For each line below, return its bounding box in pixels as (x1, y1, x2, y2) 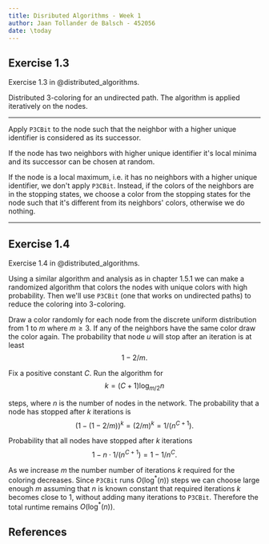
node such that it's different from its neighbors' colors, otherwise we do (8, 198, 246, 208)
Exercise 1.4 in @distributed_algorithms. (8, 258, 140, 268)
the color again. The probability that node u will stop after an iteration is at (8, 332, 252, 341)
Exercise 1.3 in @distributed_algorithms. (8, 78, 140, 87)
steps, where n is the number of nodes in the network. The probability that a (8, 398, 259, 408)
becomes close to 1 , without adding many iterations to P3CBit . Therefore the (8, 492, 259, 502)
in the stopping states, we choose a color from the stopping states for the (8, 190, 251, 199)
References (8, 525, 67, 538)
